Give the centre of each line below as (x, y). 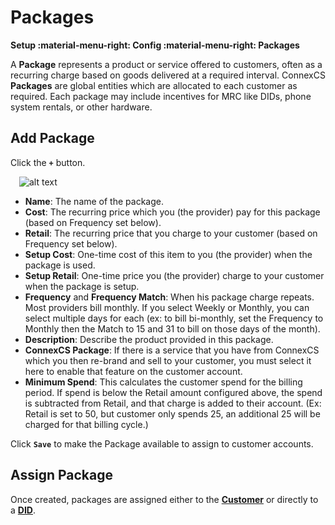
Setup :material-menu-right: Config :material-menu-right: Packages (155, 45)
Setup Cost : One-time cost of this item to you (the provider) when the (168, 254)
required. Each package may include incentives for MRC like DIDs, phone (161, 96)
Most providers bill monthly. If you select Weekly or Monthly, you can (167, 307)
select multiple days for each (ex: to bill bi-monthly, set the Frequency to (174, 318)
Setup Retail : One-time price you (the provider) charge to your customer (174, 275)
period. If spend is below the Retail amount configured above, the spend (173, 392)
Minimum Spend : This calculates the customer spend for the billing (163, 382)
